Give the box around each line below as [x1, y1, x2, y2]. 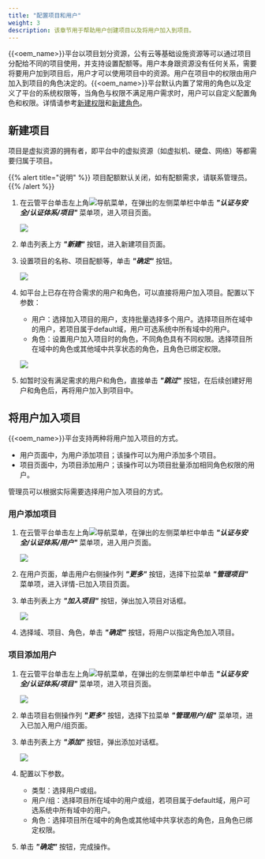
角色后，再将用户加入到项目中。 [33, 386, 138, 395]
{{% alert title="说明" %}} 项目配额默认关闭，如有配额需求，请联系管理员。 [8, 173, 252, 183]
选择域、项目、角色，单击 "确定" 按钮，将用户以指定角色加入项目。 [19, 627, 239, 637]
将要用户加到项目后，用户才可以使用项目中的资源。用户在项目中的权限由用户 [8, 69, 257, 78]
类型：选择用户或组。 [31, 786, 101, 795]
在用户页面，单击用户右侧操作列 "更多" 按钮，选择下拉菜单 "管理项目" [19, 570, 248, 579]
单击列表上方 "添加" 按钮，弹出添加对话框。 [19, 737, 163, 747]
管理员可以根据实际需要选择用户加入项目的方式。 [8, 487, 167, 496]
